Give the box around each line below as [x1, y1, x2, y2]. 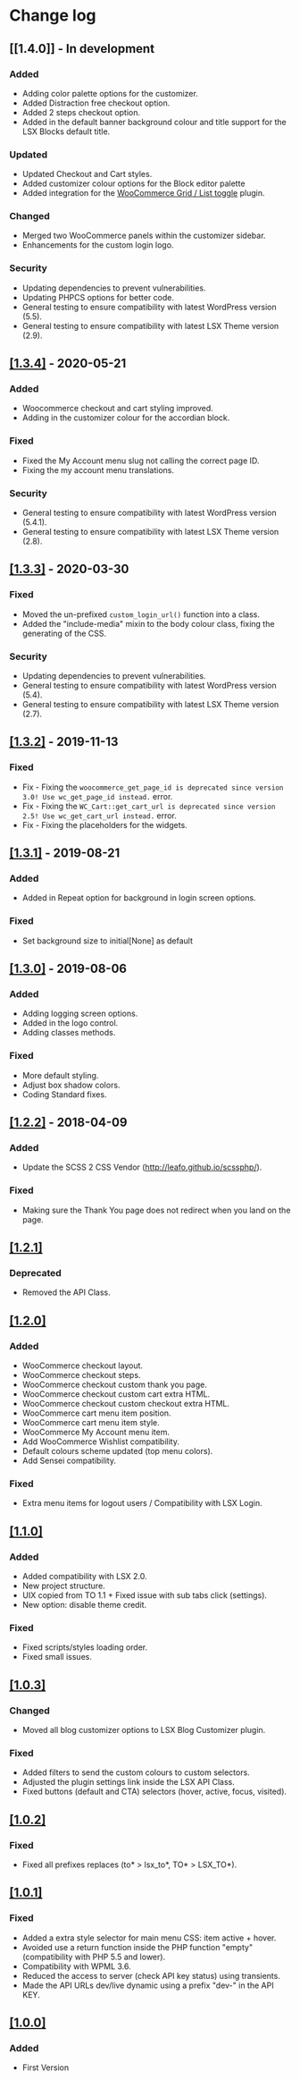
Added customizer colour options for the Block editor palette [21, 178, 246, 189]
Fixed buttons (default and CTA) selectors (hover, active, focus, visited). [21, 1786, 287, 1797]
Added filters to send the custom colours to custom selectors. [21, 1767, 250, 1778]
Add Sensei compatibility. [21, 1455, 116, 1467]
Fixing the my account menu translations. [21, 464, 175, 475]
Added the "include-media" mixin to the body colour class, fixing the [21, 618, 275, 629]
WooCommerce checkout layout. [21, 1360, 144, 1371]
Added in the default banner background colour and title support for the [21, 116, 287, 127]
